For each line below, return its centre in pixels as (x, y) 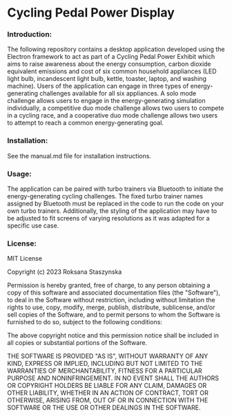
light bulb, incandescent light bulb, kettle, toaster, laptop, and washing (107, 79)
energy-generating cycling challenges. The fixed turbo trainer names (105, 196)
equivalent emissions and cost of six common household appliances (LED (112, 71)
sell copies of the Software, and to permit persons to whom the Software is (114, 315)
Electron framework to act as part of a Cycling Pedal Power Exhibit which (111, 57)
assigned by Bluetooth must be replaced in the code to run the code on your (116, 204)
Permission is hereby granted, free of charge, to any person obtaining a (109, 286)
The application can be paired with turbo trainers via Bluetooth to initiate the (115, 189)
